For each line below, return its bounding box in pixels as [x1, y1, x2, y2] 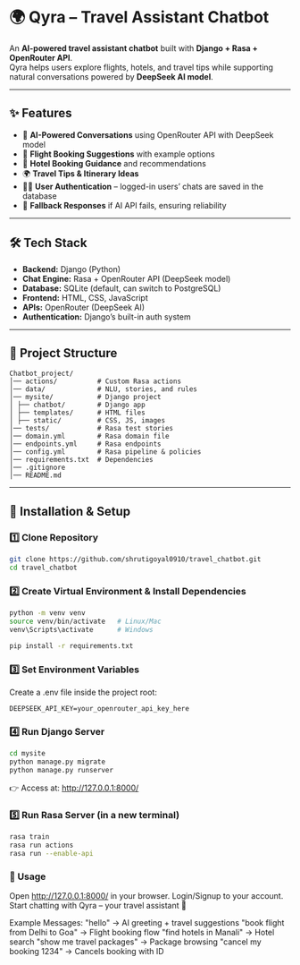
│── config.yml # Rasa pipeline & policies [9, 448, 202, 457]
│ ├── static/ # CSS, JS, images [9, 416, 166, 425]
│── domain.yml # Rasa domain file [9, 431, 170, 441]
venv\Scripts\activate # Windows [9, 625, 154, 634]
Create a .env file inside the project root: [9, 687, 158, 697]
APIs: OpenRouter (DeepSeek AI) [21, 302, 146, 312]
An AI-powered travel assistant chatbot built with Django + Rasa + [9, 42, 259, 54]
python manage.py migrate [9, 757, 105, 766]
